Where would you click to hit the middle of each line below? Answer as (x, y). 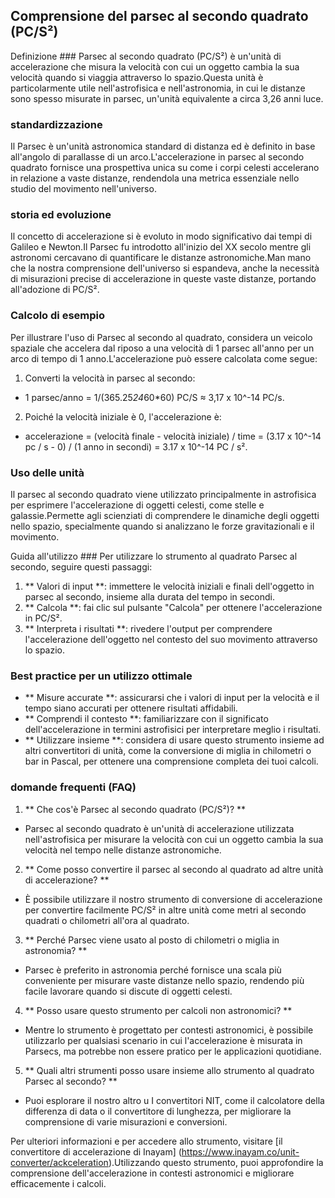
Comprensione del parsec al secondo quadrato (159, 16)
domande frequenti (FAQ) (73, 787)
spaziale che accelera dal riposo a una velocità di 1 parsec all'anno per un (162, 348)
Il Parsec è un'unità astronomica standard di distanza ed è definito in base (163, 146)
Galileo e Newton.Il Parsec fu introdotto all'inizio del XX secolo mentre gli (161, 247)
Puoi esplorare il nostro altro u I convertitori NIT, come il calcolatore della (174, 1100)
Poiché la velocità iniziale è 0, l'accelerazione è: (123, 416)
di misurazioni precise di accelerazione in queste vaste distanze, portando (163, 279)
